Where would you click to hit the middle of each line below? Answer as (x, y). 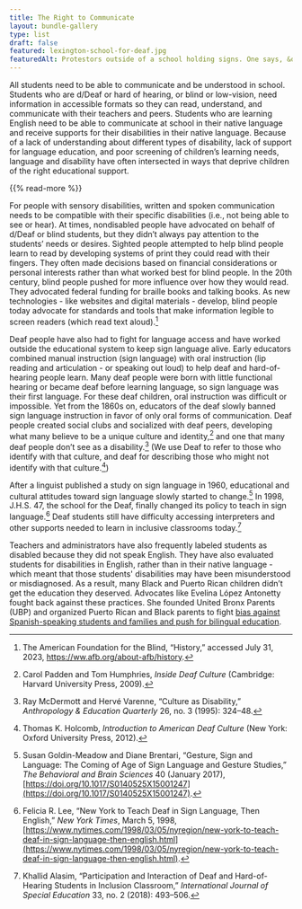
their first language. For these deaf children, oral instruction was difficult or (148, 396)
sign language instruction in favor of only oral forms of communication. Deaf (151, 415)
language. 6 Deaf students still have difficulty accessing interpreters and (142, 516)
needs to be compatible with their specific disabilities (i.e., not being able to (149, 215)
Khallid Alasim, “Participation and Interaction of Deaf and (128, 876)
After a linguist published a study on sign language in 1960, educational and (149, 485)
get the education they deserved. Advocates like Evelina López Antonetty (145, 593)
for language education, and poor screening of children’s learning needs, (144, 152)
